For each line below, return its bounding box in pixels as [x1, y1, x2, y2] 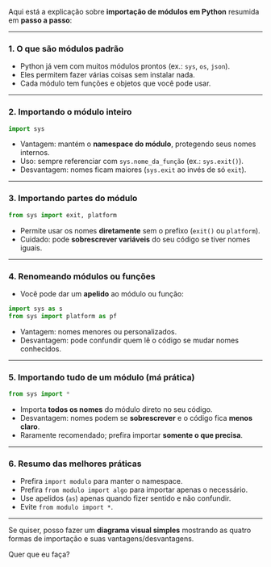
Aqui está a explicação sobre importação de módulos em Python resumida [8, 7, 260, 16]
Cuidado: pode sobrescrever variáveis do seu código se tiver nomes [19, 234, 251, 244]
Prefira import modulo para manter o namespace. [19, 477, 183, 486]
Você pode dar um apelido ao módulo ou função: [19, 288, 184, 298]
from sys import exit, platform [8, 211, 117, 219]
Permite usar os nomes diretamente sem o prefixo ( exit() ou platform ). [19, 225, 261, 235]
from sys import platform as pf [8, 312, 117, 320]
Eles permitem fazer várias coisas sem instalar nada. [19, 70, 195, 80]
